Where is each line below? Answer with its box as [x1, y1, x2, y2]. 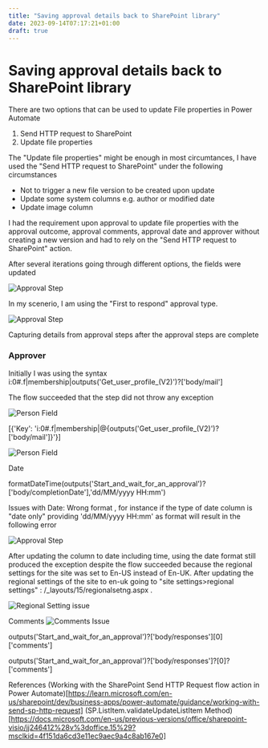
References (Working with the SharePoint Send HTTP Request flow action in [8, 680, 260, 689]
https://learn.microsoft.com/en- [67, 688, 173, 698]
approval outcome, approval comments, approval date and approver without [8, 226, 260, 237]
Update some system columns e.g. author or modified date [19, 194, 215, 204]
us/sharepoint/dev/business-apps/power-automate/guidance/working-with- [8, 697, 260, 706]
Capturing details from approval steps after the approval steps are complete [8, 330, 259, 339]
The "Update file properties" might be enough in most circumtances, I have [8, 153, 257, 163]
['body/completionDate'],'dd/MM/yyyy [8, 487, 135, 497]
